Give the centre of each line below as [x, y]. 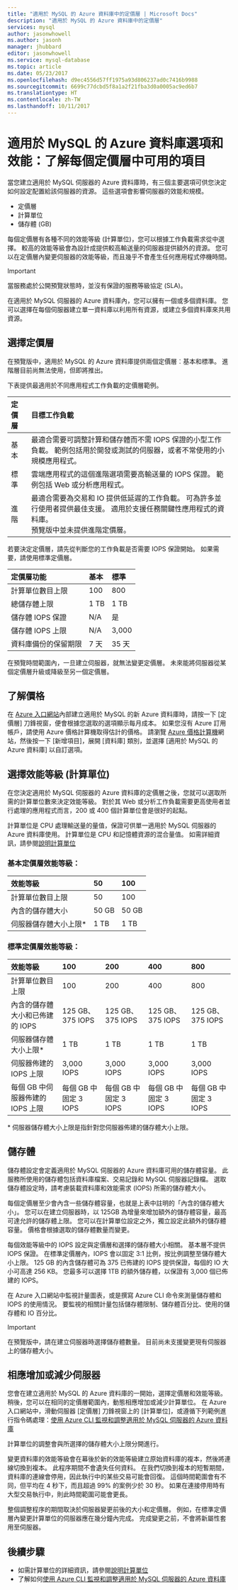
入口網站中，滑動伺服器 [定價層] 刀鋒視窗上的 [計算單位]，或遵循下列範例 [114, 1411]
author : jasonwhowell [39, 34]
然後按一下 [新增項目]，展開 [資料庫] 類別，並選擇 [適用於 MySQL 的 [119, 741]
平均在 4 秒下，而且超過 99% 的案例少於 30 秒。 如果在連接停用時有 [125, 1486]
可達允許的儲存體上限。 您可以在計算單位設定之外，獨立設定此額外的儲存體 [117, 1221]
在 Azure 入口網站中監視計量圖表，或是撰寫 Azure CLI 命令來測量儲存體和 [114, 1295]
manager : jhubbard [34, 47]
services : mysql [31, 27]
